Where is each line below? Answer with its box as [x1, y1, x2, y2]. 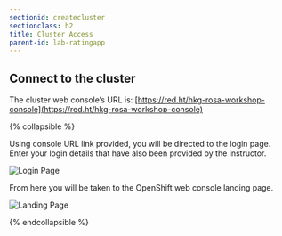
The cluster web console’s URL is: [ [9, 94, 138, 105]
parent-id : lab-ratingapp [9, 37, 105, 47]
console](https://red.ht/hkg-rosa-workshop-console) [9, 104, 203, 115]
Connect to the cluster [9, 70, 136, 85]
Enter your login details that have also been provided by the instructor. [9, 148, 267, 159]
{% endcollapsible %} [9, 217, 89, 228]
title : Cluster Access [9, 29, 93, 38]
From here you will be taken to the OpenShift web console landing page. [9, 183, 274, 193]
